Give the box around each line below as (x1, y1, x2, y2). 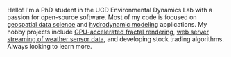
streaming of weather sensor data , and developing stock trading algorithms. (7, 35, 224, 43)
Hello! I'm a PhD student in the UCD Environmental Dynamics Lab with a (7, 6, 213, 14)
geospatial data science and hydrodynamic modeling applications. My (7, 21, 207, 28)
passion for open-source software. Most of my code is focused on (7, 13, 197, 21)
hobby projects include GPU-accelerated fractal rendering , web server (7, 27, 209, 36)
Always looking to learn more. (7, 43, 92, 50)
